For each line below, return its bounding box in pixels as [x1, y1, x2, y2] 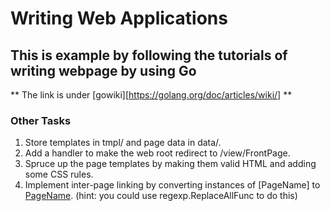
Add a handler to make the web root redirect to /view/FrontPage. [24, 147, 291, 159]
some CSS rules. [24, 168, 94, 181]
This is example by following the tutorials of [10, 47, 288, 64]
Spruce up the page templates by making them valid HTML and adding [24, 158, 317, 170]
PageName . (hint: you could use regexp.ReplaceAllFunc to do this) [24, 190, 298, 202]
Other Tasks [10, 113, 72, 127]
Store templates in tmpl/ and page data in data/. [24, 137, 222, 149]
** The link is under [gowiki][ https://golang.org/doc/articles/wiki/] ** [10, 89, 293, 101]
